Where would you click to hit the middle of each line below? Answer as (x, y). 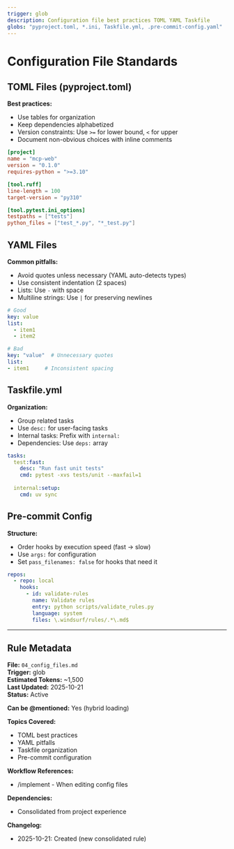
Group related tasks (46, 421)
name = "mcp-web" (32, 159)
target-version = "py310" (45, 197)
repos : (17, 574)
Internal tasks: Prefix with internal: (69, 435)
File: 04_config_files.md (42, 665)
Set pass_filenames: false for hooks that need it (87, 561)
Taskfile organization (47, 750)
